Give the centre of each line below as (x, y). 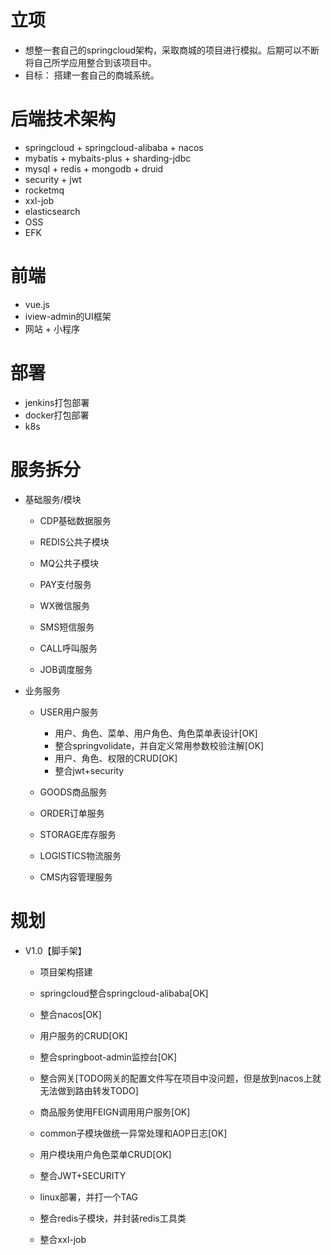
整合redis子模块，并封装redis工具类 (113, 1218)
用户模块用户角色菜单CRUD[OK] (105, 1154)
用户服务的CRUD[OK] (83, 1035)
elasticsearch (52, 211)
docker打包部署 (57, 415)
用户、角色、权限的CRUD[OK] (116, 758)
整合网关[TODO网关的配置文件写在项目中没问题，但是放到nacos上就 (180, 1078)
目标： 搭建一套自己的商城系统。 (92, 75)
